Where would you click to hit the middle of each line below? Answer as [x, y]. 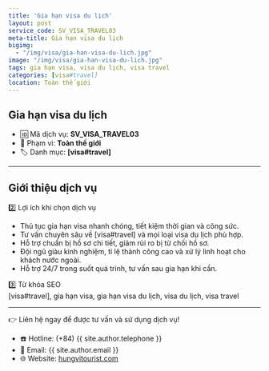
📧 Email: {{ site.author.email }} [69, 350]
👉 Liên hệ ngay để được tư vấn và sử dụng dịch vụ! [94, 320]
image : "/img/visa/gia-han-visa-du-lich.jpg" [85, 61]
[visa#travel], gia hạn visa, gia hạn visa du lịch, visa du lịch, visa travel [124, 296]
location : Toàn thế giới [50, 82]
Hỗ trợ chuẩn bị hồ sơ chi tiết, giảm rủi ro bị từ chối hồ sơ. [114, 243]
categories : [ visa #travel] [53, 75]
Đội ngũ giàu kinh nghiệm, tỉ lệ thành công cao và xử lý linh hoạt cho [132, 252]
